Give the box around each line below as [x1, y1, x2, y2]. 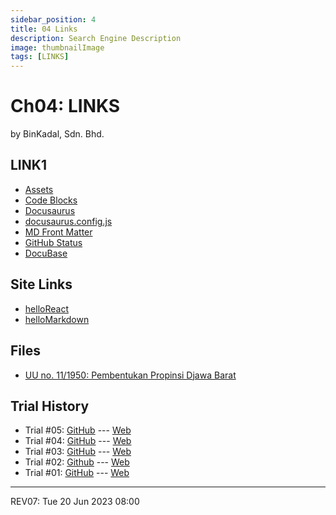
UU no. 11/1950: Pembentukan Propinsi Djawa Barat [24, 369, 237, 381]
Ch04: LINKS [10, 95, 121, 118]
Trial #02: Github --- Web [24, 456, 130, 468]
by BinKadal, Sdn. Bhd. [10, 128, 105, 140]
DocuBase [24, 247, 68, 259]
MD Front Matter [24, 226, 93, 238]
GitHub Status [24, 236, 83, 248]
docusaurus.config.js [24, 215, 113, 227]
